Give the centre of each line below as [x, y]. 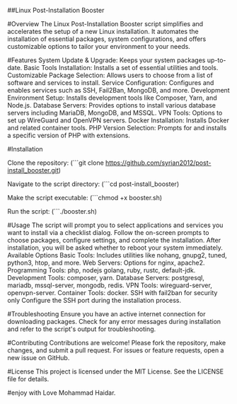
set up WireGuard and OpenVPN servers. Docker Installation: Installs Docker [118, 120]
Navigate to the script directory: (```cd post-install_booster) [93, 184]
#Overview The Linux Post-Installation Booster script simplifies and [105, 24]
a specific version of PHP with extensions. [69, 135]
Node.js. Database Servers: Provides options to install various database [111, 105]
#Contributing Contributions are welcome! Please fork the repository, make [117, 343]
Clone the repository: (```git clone [56, 163]
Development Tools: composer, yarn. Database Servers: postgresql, [106, 278]
